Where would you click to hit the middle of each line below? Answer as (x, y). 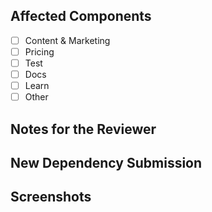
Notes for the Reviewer (83, 129)
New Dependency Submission (106, 162)
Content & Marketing (67, 40)
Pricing (39, 51)
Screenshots (51, 197)
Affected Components (81, 16)
